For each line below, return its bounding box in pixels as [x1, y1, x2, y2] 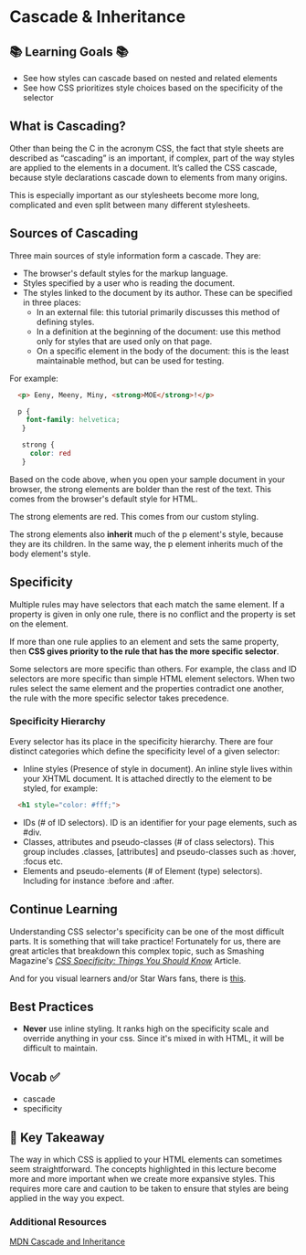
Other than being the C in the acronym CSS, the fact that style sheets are [9, 142, 285, 153]
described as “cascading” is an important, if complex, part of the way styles [9, 153, 295, 163]
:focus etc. [22, 856, 64, 867]
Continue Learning [9, 902, 119, 917]
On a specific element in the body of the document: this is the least [36, 345, 290, 356]
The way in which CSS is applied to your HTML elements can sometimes [9, 1154, 283, 1165]
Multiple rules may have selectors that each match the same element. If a [9, 598, 285, 609]
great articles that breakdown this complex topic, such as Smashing [9, 945, 265, 956]
